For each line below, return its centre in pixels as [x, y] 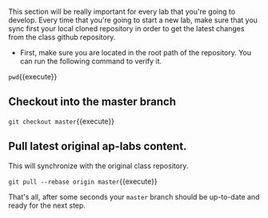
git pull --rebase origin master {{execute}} [83, 181]
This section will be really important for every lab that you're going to [122, 12]
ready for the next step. [47, 205]
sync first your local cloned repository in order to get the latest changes [126, 28]
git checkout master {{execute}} [61, 121]
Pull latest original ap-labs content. [98, 146]
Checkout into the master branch [92, 102]
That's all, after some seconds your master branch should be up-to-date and [134, 196]
